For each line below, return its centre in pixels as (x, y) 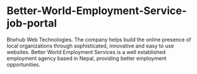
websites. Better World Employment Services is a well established (86, 52)
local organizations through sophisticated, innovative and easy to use (91, 46)
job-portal (32, 23)
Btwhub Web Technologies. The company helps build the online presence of (99, 39)
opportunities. (23, 64)
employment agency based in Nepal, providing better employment (86, 58)
